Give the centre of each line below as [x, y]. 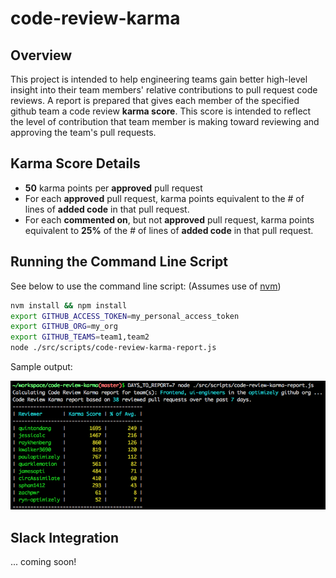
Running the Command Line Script [119, 262]
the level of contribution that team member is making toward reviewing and [165, 121]
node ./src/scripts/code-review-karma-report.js [113, 348]
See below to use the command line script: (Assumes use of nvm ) [146, 286]
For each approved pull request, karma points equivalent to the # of [164, 198]
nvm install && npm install [69, 305]
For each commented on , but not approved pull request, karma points [169, 219]
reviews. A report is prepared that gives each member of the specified [155, 100]
